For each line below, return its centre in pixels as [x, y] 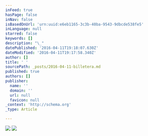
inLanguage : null [24, 29]
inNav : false [19, 19]
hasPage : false [21, 15]
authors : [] [18, 76]
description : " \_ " [25, 43]
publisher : [17, 81]
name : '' [19, 86]
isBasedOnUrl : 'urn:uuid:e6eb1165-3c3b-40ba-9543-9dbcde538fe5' [75, 24]
